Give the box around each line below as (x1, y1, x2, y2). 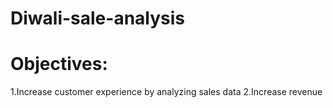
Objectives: (10, 53, 108, 76)
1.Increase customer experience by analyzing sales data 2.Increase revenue (10, 86, 323, 98)
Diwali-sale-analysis (10, 7, 186, 30)
